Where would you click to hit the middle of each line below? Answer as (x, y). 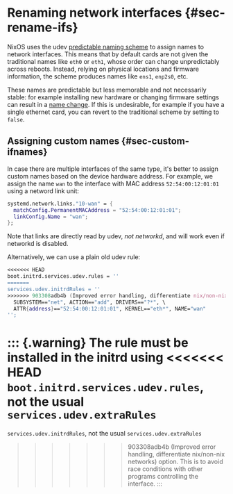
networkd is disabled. (38, 244)
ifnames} (27, 152)
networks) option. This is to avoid (175, 462)
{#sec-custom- (155, 141)
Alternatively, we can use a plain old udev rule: (74, 257)
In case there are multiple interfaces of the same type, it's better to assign (113, 169)
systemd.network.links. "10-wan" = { (60, 204)
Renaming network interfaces (95, 13)
